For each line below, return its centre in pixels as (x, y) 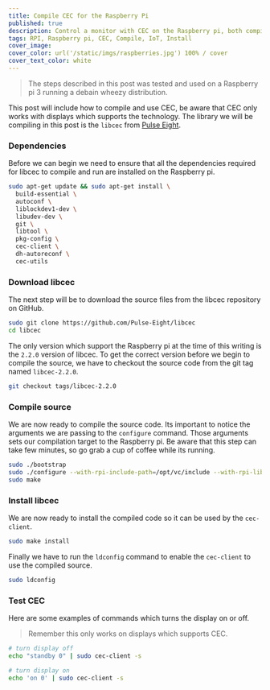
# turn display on (39, 670)
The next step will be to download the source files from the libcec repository (135, 300)
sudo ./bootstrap (37, 465)
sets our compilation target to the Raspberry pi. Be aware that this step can (133, 442)
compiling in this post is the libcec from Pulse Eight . (95, 125)
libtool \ (32, 231)
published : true (35, 23)
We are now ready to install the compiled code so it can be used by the (126, 518)
